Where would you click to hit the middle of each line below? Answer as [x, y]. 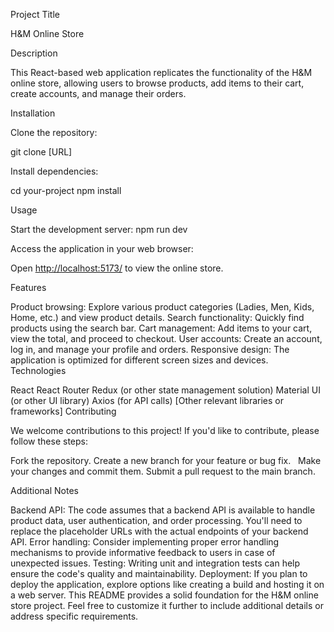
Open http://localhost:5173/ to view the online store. [117, 268]
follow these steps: [49, 441]
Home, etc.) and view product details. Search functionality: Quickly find [157, 317]
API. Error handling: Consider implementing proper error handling [145, 542]
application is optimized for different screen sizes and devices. [139, 360]
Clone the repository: [54, 132]
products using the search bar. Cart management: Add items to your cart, [161, 328]
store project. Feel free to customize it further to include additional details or [167, 605]
